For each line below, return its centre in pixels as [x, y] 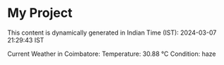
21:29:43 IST [26, 40]
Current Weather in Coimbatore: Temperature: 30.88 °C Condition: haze [112, 54]
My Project [40, 13]
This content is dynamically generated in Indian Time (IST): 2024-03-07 [112, 32]
